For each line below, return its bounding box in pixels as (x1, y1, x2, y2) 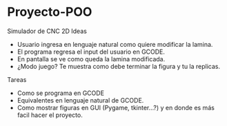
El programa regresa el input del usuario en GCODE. (17, 48, 166, 56)
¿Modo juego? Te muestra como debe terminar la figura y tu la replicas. (17, 62, 221, 70)
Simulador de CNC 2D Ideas (7, 27, 88, 35)
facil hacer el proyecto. (17, 111, 83, 119)
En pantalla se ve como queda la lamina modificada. (17, 54, 166, 63)
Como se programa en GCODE (17, 89, 105, 97)
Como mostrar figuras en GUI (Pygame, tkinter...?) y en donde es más (17, 103, 215, 112)
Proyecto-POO (7, 4, 92, 20)
